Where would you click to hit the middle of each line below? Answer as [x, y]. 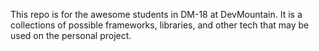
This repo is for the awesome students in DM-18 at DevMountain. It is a [156, 14]
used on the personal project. [71, 35]
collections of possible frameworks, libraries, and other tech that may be [160, 25]
